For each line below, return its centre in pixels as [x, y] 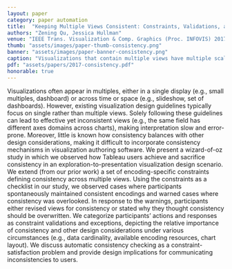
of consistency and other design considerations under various [96, 230]
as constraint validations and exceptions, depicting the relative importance [113, 223]
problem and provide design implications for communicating [127, 252]
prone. [17, 134]
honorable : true [30, 71]
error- [216, 128]
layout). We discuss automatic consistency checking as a [89, 245]
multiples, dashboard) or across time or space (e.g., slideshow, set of [106, 98]
